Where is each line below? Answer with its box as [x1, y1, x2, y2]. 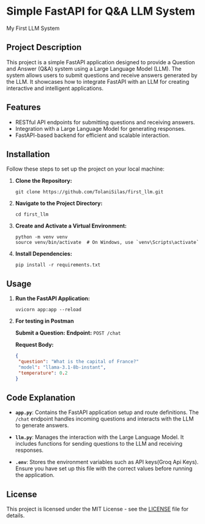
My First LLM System [6, 24, 60, 32]
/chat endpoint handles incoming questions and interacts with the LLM [15, 415, 194, 423]
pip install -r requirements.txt [15, 262, 101, 268]
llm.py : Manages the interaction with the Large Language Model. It [15, 434, 184, 441]
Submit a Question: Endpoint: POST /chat [15, 329, 121, 337]
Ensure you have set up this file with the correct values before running [15, 465, 193, 472]
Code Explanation [6, 393, 75, 403]
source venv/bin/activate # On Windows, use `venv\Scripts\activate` [15, 240, 199, 246]
